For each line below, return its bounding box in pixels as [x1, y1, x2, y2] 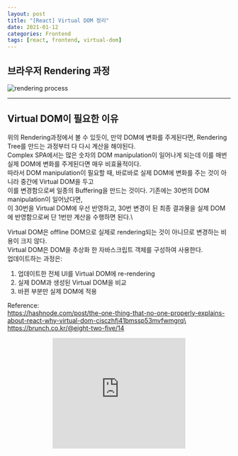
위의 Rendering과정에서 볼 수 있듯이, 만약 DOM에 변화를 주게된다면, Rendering [7, 132, 227, 142]
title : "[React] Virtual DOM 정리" [7, 17, 110, 24]
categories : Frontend [7, 30, 72, 38]
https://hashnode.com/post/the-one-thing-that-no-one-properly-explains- [7, 309, 225, 317]
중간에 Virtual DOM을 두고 [20, 177, 94, 186]
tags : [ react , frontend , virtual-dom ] [7, 37, 122, 44]
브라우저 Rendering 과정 [7, 64, 110, 76]
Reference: [7, 301, 40, 309]
